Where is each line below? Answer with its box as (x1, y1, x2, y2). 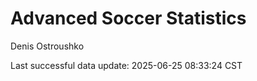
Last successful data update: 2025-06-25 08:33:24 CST (10, 59, 243, 71)
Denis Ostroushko (10, 40, 85, 52)
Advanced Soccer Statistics (10, 7, 247, 30)
